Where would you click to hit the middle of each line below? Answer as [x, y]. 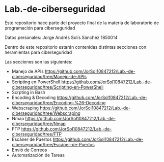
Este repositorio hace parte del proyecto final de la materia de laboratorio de [82, 23]
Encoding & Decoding [34, 97]
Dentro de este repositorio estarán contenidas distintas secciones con [76, 47]
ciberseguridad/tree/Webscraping [46, 113]
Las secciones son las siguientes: [39, 62]
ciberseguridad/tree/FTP [37, 134]
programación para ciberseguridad [40, 28]
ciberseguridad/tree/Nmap [39, 124]
